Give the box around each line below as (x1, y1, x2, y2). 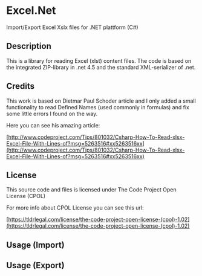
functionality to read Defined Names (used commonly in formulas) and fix (6, 103, 189, 111)
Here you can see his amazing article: (6, 121, 100, 129)
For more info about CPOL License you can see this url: (6, 204, 144, 211)
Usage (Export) (6, 260, 65, 271)
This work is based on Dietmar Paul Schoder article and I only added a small (6, 97, 197, 104)
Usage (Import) (6, 240, 65, 250)
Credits (6, 81, 35, 91)
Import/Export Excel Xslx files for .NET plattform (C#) (6, 24, 138, 31)
